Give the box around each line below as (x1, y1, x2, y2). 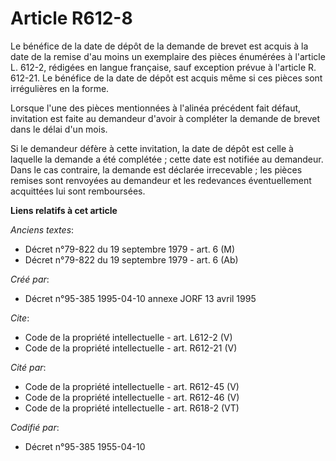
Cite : (10, 312, 30, 324)
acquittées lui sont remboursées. (10, 185, 146, 197)
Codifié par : (10, 421, 60, 433)
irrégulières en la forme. (10, 82, 110, 94)
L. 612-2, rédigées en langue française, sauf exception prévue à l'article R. (10, 61, 317, 73)
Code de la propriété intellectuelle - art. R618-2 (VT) (24, 402, 240, 414)
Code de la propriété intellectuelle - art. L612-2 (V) (24, 331, 233, 343)
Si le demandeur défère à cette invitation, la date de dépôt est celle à (10, 142, 294, 154)
